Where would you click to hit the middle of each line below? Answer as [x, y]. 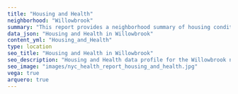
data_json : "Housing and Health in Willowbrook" [80, 34]
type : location [30, 47]
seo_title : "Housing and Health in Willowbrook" [80, 54]
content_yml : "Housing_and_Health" [60, 40]
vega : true [23, 73]
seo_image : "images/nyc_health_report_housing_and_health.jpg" [103, 66]
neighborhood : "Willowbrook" [50, 20]
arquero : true [28, 80]
